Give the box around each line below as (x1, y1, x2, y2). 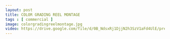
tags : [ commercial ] (5, 17, 53, 22)
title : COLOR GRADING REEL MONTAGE (5, 12, 80, 17)
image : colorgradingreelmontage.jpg (5, 21, 82, 27)
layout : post (5, 7, 33, 13)
